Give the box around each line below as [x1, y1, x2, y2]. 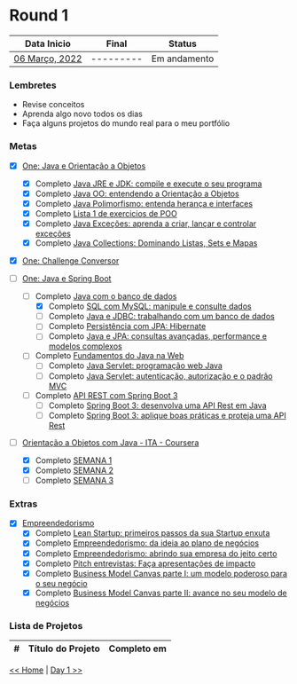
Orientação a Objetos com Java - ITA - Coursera [21, 436, 199, 448]
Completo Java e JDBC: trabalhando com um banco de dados [48, 311, 275, 322]
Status [168, 37, 197, 50]
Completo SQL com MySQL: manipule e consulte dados [48, 301, 252, 311]
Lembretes [9, 79, 57, 91]
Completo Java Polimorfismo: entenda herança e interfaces [35, 198, 254, 208]
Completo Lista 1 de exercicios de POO [35, 208, 177, 218]
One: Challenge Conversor [21, 255, 120, 266]
